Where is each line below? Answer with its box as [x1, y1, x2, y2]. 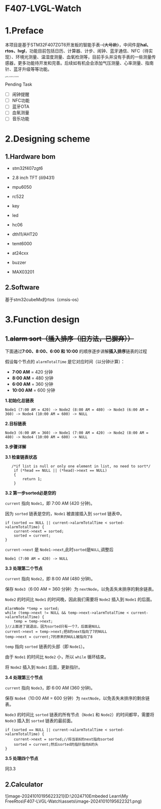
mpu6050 [12, 184, 32, 190]
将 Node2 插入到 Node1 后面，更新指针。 [5, 665, 83, 670]
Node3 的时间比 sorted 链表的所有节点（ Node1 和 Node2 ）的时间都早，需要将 [5, 712, 155, 718]
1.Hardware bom [5, 153, 56, 161]
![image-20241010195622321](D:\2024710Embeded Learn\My [5, 793, 129, 799]
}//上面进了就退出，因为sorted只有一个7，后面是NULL [5, 624, 101, 629]
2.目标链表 [5, 421, 27, 427]
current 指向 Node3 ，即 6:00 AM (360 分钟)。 [5, 685, 96, 691]
